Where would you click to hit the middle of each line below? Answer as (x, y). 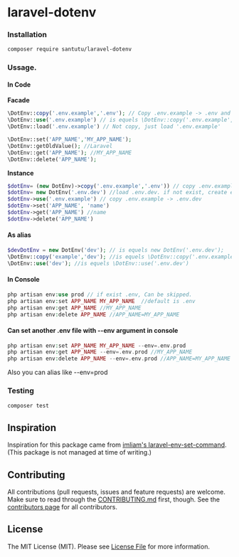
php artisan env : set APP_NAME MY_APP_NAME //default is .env (101, 301)
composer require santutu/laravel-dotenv (70, 49)
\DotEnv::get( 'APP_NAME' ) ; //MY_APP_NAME (70, 153)
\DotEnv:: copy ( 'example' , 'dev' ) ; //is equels (76, 257)
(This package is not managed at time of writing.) (79, 452)
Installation (27, 35)
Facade (18, 100)
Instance (21, 173)
